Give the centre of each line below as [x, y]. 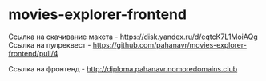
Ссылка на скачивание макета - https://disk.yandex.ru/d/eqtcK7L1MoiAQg [133, 37]
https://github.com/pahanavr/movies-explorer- [169, 44]
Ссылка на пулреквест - [50, 44]
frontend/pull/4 [33, 53]
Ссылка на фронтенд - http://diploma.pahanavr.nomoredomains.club [123, 68]
